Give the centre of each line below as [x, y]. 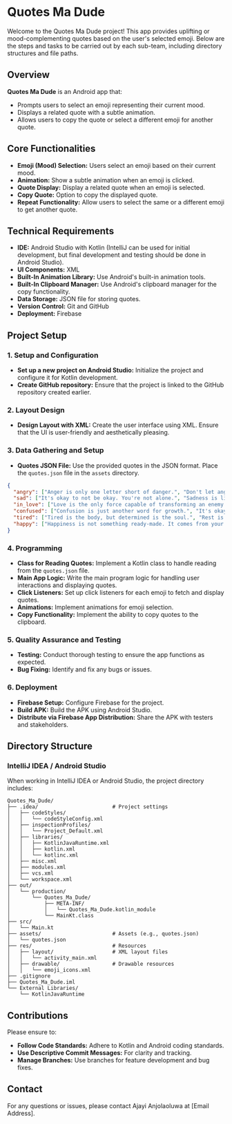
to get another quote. [47, 209]
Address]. [21, 1113]
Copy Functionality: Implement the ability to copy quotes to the [108, 614]
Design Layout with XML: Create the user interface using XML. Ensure [118, 425]
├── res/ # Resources [77, 946]
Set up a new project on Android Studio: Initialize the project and [110, 370]
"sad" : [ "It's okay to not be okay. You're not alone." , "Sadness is [115, 498]
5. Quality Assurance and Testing [64, 640]
